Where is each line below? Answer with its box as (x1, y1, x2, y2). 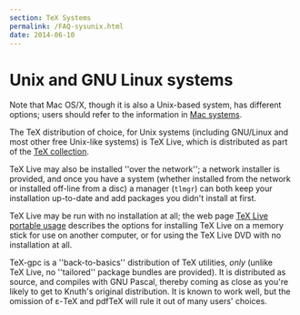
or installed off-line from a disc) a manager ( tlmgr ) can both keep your (9, 183, 273, 194)
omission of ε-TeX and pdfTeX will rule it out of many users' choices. (9, 296, 268, 307)
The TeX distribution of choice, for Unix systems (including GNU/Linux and (9, 127, 289, 137)
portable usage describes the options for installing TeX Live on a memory (9, 220, 285, 231)
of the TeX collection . (9, 147, 89, 157)
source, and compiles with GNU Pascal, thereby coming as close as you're (9, 277, 289, 288)
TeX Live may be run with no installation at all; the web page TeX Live (9, 210, 268, 221)
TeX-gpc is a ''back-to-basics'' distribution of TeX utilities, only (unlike (9, 257, 273, 269)
